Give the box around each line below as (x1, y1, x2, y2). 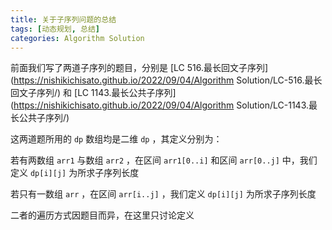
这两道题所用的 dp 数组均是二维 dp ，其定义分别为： (10, 133, 223, 145)
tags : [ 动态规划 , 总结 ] (10, 24, 101, 34)
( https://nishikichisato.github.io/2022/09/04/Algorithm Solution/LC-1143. (10, 99, 310, 111)
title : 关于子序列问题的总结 (10, 14, 117, 25)
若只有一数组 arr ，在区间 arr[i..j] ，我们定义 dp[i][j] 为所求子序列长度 (10, 188, 317, 200)
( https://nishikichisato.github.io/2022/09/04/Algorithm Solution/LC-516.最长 (10, 74, 323, 86)
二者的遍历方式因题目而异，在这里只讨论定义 (10, 209, 195, 221)
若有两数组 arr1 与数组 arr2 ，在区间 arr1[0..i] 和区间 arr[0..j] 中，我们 (10, 154, 318, 166)
